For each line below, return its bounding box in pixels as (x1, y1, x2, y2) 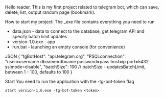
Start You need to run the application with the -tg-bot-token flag (5, 78, 135, 84)
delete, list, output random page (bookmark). (5, 9, 95, 15)
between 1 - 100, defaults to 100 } (5, 69, 72, 75)
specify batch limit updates (12, 34, 67, 39)
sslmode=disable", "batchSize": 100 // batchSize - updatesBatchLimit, (5, 64, 146, 70)
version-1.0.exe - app (12, 39, 55, 45)
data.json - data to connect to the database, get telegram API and (12, 28, 144, 34)
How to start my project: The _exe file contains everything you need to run (5, 19, 155, 24)
